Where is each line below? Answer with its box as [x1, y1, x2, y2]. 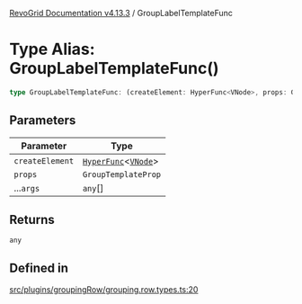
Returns [9, 212, 56, 228]
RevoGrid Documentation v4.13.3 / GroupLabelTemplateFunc [9, 8, 234, 18]
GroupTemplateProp [82, 169, 162, 179]
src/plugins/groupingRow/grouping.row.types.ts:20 [9, 284, 199, 295]
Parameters [9, 112, 76, 129]
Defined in [9, 260, 69, 275]
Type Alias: [9, 40, 96, 59]
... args [13, 182, 40, 194]
